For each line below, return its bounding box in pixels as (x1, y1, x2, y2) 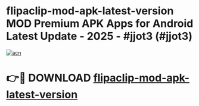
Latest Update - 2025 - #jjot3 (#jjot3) (6, 30, 192, 43)
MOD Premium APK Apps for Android (6, 17, 194, 30)
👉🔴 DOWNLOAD (6, 71, 91, 85)
